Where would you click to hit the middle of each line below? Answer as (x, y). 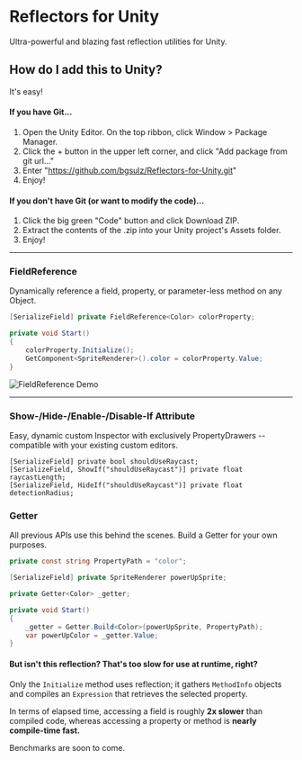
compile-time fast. (45, 730)
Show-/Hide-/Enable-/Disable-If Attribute (102, 416)
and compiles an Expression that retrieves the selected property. (129, 693)
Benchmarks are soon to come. (67, 747)
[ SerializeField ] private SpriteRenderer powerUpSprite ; (118, 578)
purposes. (28, 545)
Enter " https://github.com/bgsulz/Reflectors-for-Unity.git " (129, 170)
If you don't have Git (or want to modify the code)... (107, 201)
